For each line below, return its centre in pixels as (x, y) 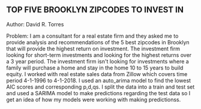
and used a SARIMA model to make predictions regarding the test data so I (98, 93)
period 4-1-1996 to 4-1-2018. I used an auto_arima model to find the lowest (98, 80)
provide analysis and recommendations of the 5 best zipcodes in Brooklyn (98, 42)
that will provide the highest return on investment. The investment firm (93, 49)
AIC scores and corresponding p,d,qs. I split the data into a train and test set (100, 87)
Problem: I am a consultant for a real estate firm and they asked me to (92, 36)
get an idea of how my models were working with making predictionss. (94, 99)
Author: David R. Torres (35, 24)
